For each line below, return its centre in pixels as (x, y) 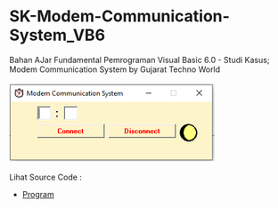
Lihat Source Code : (46, 177)
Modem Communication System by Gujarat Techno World (115, 69)
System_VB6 (57, 35)
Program (38, 194)
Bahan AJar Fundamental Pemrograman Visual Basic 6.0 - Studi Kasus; (139, 60)
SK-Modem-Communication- (119, 16)
